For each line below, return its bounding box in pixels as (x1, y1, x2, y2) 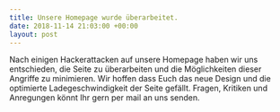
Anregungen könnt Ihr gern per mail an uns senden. (9, 92, 200, 103)
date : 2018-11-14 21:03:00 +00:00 (9, 22, 139, 30)
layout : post (9, 30, 58, 39)
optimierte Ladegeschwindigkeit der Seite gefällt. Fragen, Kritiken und (9, 82, 267, 94)
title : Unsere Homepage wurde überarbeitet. (9, 13, 179, 22)
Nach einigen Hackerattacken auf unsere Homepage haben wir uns (9, 55, 258, 65)
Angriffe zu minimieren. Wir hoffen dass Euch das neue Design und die (9, 73, 271, 84)
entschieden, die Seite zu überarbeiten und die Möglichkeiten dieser (9, 64, 262, 74)
